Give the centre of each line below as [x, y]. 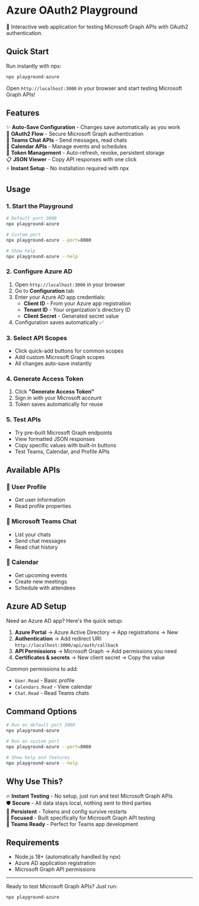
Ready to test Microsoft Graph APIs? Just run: [62, 886]
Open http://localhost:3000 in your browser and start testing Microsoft [94, 88]
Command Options [41, 712]
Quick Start [28, 52]
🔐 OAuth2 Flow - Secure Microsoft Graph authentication [75, 134]
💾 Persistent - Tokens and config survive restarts [67, 811]
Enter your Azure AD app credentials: [60, 297]
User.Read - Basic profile [45, 680]
